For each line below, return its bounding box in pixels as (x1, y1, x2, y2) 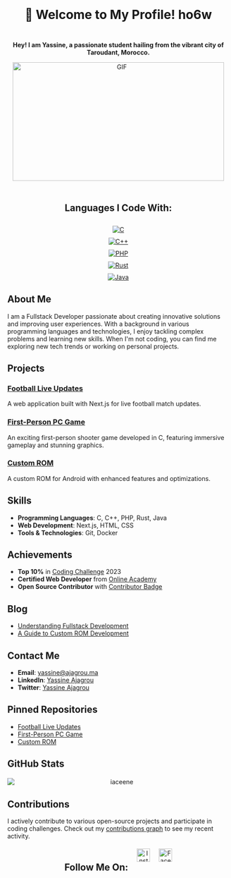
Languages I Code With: (64, 202, 173, 214)
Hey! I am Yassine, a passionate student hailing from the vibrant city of (13, 40, 224, 49)
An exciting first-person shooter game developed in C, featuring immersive (7, 433, 225, 441)
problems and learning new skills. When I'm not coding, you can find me (7, 334, 217, 343)
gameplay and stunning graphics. (7, 441, 104, 449)
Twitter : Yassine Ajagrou (17, 683, 90, 692)
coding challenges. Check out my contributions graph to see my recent (7, 824, 213, 833)
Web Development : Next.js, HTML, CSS (17, 520, 134, 530)
